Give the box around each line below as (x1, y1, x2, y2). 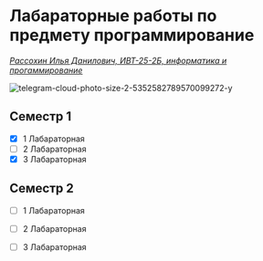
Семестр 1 (9, 109, 72, 124)
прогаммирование (9, 65, 83, 76)
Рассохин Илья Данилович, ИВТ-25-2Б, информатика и (9, 55, 227, 66)
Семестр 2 (9, 181, 75, 196)
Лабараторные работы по (9, 5, 217, 26)
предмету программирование (9, 25, 255, 46)
